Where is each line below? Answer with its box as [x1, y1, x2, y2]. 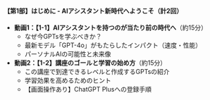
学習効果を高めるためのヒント [24, 76, 111, 85]
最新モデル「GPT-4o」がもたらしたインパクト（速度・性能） [24, 41, 202, 49]
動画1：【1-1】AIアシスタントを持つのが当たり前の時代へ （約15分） [13, 23, 208, 32]
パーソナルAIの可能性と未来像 [24, 50, 111, 58]
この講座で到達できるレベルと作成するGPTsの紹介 [24, 68, 171, 76]
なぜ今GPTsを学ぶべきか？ [24, 32, 102, 41]
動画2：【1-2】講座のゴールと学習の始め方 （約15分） [13, 58, 167, 67]
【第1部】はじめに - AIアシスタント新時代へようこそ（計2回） [4, 6, 183, 15]
